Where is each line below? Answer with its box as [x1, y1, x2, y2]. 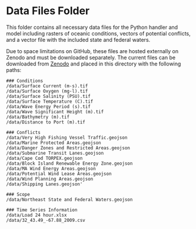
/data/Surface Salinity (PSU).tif [6, 93, 91, 99]
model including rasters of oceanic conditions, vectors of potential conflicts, [6, 30, 191, 37]
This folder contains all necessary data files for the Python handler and [6, 24, 178, 31]
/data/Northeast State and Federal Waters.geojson [6, 197, 133, 202]
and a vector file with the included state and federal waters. [6, 36, 151, 43]
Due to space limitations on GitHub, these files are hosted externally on [6, 47, 178, 54]
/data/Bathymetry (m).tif [6, 114, 69, 120]
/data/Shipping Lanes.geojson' [6, 181, 83, 187]
